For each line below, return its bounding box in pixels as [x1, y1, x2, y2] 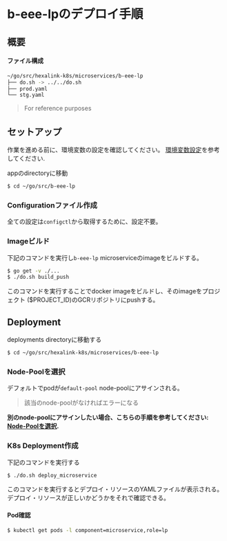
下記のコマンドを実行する [7, 458, 80, 466]
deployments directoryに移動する [7, 336, 102, 344]
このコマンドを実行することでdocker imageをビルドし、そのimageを [7, 287, 202, 295]
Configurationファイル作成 [7, 200, 98, 210]
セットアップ [7, 126, 62, 138]
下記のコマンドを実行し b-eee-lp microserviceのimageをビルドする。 [7, 253, 204, 262]
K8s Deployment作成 [7, 441, 79, 450]
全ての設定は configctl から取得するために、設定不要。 [7, 217, 162, 226]
